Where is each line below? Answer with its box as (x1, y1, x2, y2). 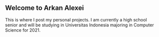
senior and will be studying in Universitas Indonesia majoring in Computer (5, 22, 154, 28)
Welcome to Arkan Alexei (5, 4, 84, 12)
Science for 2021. (5, 27, 41, 33)
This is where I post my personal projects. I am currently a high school (5, 17, 147, 22)
